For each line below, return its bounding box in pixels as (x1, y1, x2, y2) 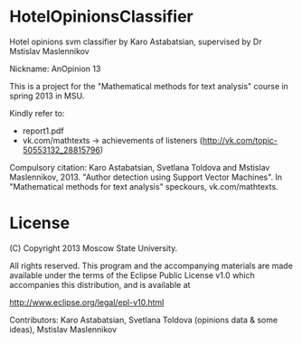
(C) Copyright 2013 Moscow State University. (9, 242, 178, 254)
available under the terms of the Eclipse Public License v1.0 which (9, 269, 256, 281)
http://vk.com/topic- (202, 135, 278, 145)
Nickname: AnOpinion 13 (9, 63, 101, 74)
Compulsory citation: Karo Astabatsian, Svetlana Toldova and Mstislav (9, 162, 270, 172)
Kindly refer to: (9, 107, 65, 118)
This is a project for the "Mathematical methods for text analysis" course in (9, 80, 289, 91)
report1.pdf (22, 125, 65, 136)
